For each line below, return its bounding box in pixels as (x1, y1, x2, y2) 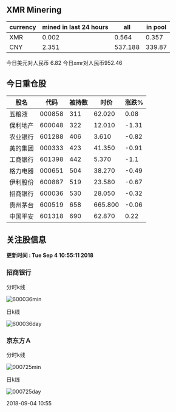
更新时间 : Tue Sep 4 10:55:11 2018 (6, 251, 94, 259)
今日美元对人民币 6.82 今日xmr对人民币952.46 (6, 59, 123, 66)
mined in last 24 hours (42, 22, 109, 31)
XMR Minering (6, 5, 62, 15)
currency (9, 22, 36, 31)
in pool (146, 22, 167, 31)
